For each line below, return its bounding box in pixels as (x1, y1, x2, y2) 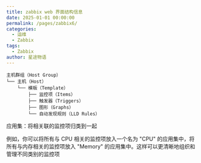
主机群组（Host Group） (6, 72, 61, 78)
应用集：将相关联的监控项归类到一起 (6, 122, 97, 130)
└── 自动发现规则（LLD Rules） (28, 111, 100, 117)
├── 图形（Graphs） (28, 104, 74, 110)
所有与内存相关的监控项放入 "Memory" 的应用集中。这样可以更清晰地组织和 (6, 142, 196, 150)
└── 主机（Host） (6, 78, 47, 85)
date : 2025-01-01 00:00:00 (6, 15, 75, 21)
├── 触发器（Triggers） (28, 98, 84, 104)
